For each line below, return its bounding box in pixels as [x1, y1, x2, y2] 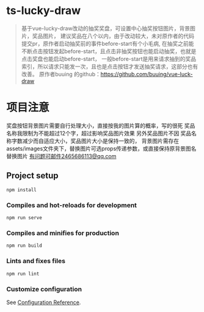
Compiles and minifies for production [6, 228, 119, 237]
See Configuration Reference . [6, 299, 81, 306]
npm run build [6, 242, 43, 249]
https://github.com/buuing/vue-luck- [100, 70, 194, 78]
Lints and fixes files [6, 257, 66, 266]
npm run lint [6, 270, 40, 277]
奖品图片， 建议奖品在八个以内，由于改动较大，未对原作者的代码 [32, 32, 194, 40]
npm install [6, 187, 37, 193]
